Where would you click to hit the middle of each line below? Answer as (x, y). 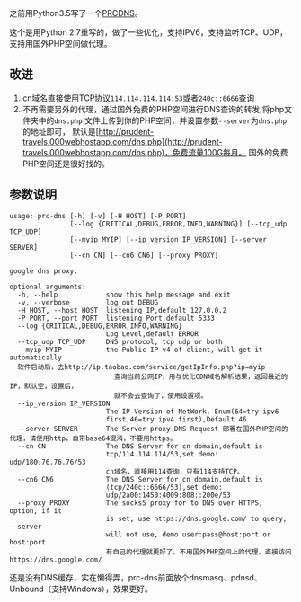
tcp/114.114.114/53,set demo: (162, 454)
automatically (36, 358)
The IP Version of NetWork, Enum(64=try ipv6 (192, 412)
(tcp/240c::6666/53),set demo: (164, 487)
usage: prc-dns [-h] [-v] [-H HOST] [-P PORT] (98, 216)
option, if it (36, 510)
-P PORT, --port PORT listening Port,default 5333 (116, 318)
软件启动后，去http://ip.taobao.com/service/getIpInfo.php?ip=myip (142, 367)
